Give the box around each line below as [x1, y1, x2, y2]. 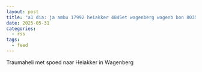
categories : [6, 25, 36, 32]
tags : [6, 37, 20, 43]
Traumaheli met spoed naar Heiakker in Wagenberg [6, 58, 134, 66]
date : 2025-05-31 [6, 20, 50, 26]
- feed [11, 43, 28, 49]
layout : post [6, 8, 39, 15]
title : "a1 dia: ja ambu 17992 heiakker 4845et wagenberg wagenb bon [6, 14, 185, 20]
